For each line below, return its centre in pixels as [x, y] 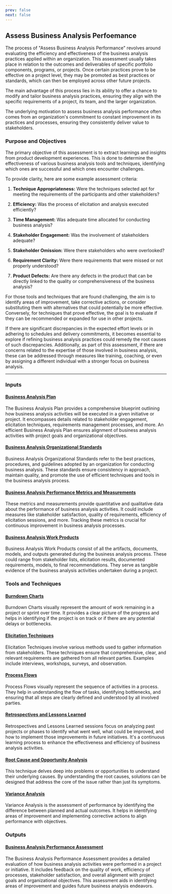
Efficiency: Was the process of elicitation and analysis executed [80, 204]
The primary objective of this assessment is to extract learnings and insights [86, 153]
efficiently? [25, 210]
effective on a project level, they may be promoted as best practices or [80, 75]
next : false [18, 15]
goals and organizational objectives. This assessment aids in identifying [81, 880]
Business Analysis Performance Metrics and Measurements [71, 492]
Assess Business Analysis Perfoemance [71, 36]
